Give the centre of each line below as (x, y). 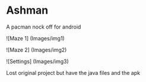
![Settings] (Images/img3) (38, 61)
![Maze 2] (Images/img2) (36, 50)
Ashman (27, 10)
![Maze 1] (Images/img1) (36, 38)
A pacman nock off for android (44, 27)
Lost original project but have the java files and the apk (73, 72)
